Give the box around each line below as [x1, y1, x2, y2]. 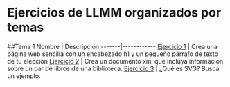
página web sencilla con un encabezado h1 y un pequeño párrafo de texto [7, 50, 218, 58]
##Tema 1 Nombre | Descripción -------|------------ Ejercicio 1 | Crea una [7, 42, 218, 50]
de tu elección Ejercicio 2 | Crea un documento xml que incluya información [7, 57, 224, 65]
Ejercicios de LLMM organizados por [7, 5, 222, 21]
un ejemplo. [7, 71, 41, 80]
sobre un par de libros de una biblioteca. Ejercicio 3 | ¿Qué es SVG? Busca [7, 64, 220, 72]
